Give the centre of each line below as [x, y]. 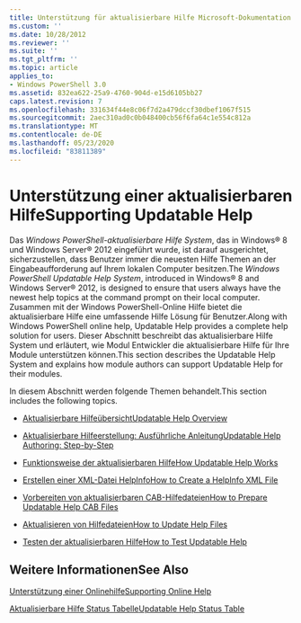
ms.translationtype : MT [54, 127]
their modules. [36, 373]
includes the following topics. [64, 400]
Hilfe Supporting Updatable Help [131, 214]
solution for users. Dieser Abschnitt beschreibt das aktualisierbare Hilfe [142, 335]
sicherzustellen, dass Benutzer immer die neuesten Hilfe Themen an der [143, 259]
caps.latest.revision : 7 [56, 101]
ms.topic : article [44, 68]
